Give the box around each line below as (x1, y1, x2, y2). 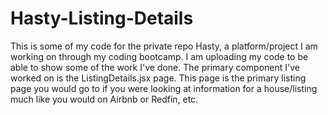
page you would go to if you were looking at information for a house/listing (10, 82, 318, 94)
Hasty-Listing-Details (10, 7, 194, 30)
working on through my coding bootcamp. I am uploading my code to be (10, 50, 309, 62)
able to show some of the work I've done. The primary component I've (10, 61, 301, 73)
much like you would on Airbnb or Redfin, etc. (10, 93, 199, 105)
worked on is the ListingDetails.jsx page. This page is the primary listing (10, 72, 307, 84)
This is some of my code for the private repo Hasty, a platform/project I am (10, 40, 318, 52)
